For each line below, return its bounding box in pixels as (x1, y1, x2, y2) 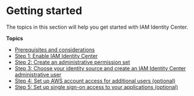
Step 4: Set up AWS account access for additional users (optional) (14, 77, 176, 84)
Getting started (6, 4, 83, 18)
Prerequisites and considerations (14, 46, 96, 53)
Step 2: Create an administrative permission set (14, 59, 130, 66)
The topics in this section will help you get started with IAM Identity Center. (6, 23, 189, 30)
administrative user (14, 71, 62, 78)
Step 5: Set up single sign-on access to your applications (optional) (14, 83, 179, 90)
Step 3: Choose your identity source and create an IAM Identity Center (14, 64, 186, 71)
